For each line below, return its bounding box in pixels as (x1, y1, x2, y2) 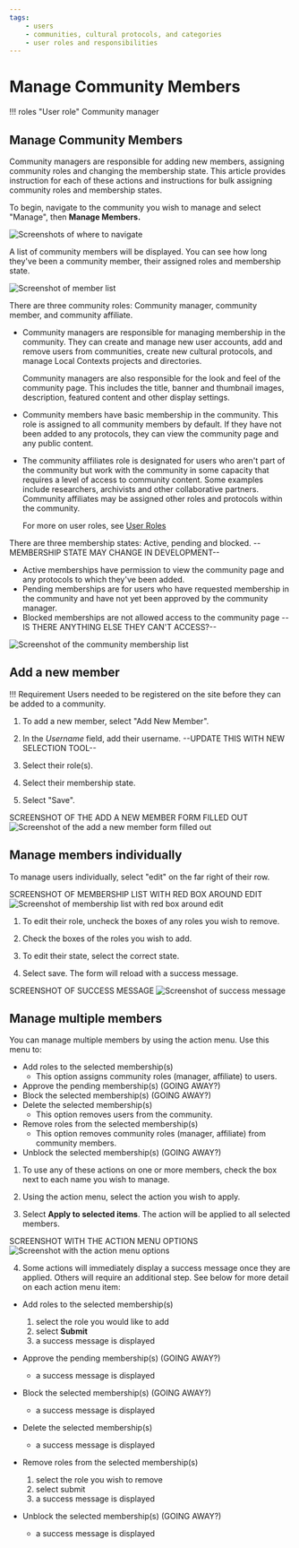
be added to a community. (9, 698, 106, 709)
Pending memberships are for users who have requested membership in (21, 584, 289, 594)
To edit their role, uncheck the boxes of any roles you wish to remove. (21, 915, 280, 926)
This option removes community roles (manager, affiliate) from (35, 1129, 267, 1139)
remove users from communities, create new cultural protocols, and (21, 346, 273, 357)
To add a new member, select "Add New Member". (21, 715, 209, 726)
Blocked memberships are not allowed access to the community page (21, 612, 280, 623)
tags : (9, 13, 30, 22)
